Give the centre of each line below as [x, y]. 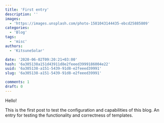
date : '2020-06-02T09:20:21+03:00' [41, 59]
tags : [11, 37]
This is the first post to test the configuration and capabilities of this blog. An [82, 110]
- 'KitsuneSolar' [27, 50]
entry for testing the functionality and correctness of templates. [69, 115]
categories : [17, 28]
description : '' [22, 14]
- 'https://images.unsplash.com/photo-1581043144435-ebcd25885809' [80, 23]
